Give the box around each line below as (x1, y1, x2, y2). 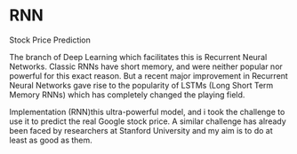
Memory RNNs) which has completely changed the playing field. (9, 89, 245, 100)
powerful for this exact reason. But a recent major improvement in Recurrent (9, 70, 289, 81)
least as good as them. (9, 135, 93, 145)
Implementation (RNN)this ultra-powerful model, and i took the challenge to (9, 106, 285, 117)
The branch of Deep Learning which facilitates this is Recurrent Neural (9, 51, 268, 62)
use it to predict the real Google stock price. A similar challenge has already (9, 116, 286, 127)
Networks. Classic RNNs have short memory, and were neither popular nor (9, 61, 283, 72)
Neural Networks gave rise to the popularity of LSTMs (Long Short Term (9, 80, 274, 90)
